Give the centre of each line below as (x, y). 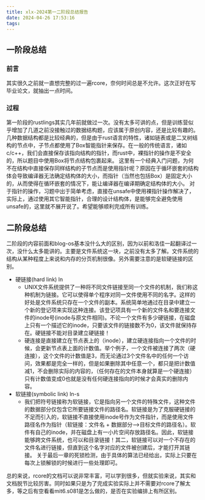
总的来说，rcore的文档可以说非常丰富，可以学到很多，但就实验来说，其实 (99, 476)
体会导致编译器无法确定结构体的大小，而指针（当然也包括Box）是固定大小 (99, 176)
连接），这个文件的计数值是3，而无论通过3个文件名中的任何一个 (104, 356)
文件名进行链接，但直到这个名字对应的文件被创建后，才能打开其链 (107, 447)
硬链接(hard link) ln (39, 279)
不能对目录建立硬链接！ (81, 333)
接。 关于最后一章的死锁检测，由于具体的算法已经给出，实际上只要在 (110, 455)
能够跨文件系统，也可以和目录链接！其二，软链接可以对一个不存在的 (110, 440)
